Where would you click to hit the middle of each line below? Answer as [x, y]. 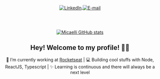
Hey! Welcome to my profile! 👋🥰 [80, 48]
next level [80, 73]
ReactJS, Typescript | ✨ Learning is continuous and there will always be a [80, 67]
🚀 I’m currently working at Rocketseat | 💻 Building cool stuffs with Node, [80, 60]
